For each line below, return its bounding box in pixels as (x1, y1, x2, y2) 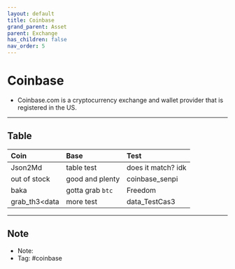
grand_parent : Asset (7, 23, 68, 30)
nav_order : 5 (7, 43, 45, 50)
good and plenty (66, 174, 120, 184)
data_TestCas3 (127, 196, 176, 206)
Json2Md (10, 162, 43, 172)
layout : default (7, 10, 55, 17)
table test (66, 162, 97, 172)
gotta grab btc (66, 185, 113, 195)
